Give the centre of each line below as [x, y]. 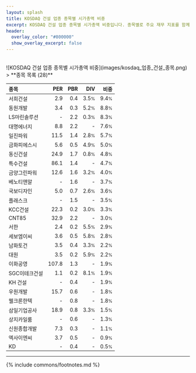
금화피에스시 [23, 145]
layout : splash [24, 12]
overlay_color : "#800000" [43, 37]
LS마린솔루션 [24, 117]
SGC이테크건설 [26, 273]
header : [15, 31]
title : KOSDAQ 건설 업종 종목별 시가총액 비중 [56, 18]
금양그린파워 [23, 172]
